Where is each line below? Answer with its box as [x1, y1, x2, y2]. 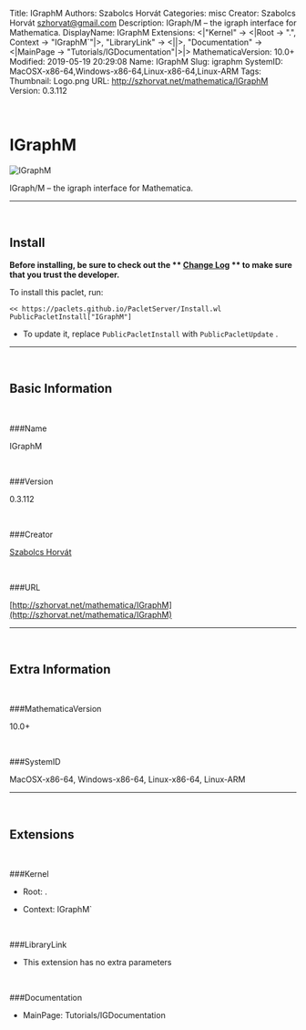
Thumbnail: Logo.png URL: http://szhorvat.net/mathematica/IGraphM [9, 76, 269, 86]
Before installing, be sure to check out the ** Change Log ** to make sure [9, 259, 293, 270]
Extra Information [9, 661, 111, 677]
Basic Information [9, 381, 113, 397]
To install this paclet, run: [9, 286, 104, 297]
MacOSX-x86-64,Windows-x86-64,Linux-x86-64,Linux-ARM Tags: [9, 66, 262, 77]
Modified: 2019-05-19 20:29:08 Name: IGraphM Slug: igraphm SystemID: [9, 57, 284, 67]
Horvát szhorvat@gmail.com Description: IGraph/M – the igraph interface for [9, 17, 297, 28]
